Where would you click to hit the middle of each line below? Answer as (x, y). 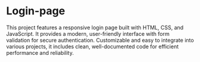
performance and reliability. (40, 52)
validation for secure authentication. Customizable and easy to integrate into (100, 40)
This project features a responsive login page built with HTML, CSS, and (95, 27)
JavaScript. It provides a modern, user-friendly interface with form (88, 33)
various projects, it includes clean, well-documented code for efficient (93, 46)
